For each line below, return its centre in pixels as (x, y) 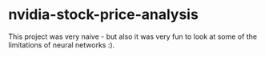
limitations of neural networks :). (62, 44)
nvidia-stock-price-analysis (103, 15)
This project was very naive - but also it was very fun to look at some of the (133, 36)
